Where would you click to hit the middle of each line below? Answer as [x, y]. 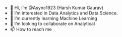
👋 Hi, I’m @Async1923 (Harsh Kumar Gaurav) [57, 8]
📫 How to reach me [31, 29]
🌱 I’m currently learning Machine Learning [53, 18]
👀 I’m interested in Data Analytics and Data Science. [64, 13]
